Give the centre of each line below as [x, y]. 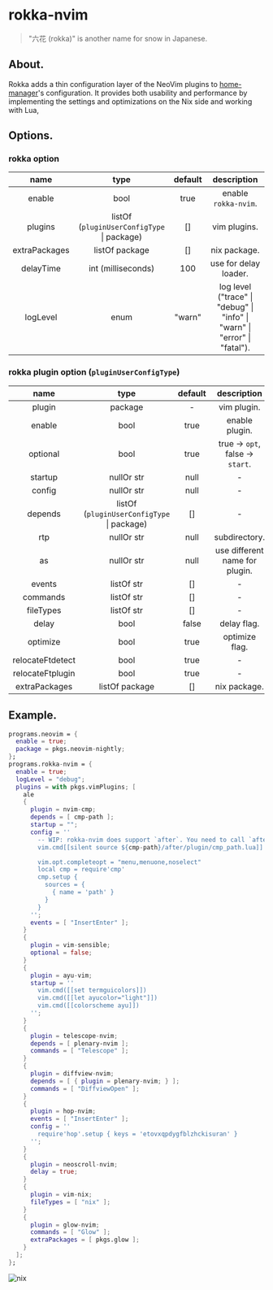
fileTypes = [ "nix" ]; [70, 1202]
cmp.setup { [58, 877]
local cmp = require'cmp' [82, 870]
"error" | [235, 337]
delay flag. [239, 623]
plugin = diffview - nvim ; [72, 1074]
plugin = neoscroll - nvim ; [74, 1164]
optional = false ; [61, 953]
